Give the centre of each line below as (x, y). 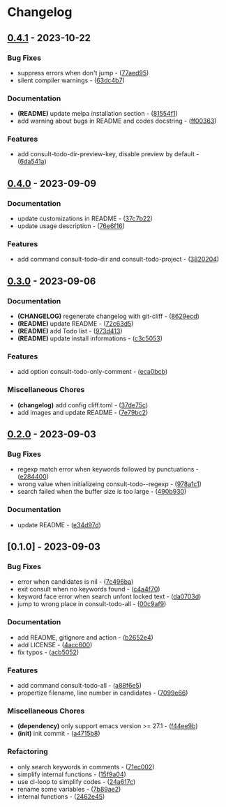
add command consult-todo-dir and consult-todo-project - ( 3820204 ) (118, 259)
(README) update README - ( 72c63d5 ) (75, 324)
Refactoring (28, 752)
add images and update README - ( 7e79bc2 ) (83, 412)
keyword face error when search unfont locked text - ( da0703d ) (109, 596)
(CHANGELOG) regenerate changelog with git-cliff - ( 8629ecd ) (108, 316)
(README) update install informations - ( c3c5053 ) (90, 338)
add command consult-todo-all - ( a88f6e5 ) (79, 685)
